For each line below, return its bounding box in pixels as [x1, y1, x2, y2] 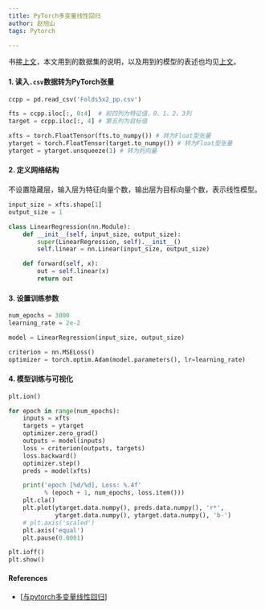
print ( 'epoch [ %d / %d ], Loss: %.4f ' [22, 481, 142, 490]
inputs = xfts [22, 414, 70, 423]
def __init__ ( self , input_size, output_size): [22, 230, 181, 238]
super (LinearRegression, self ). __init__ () [37, 238, 181, 246]
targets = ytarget [22, 422, 84, 430]
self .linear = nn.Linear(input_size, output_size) [37, 245, 210, 254]
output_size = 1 [8, 208, 63, 216]
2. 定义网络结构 [8, 165, 59, 175]
